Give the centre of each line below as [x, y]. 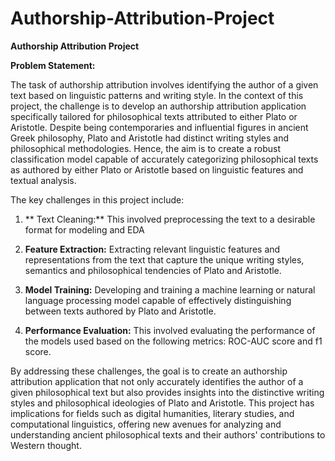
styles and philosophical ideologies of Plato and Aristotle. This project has [162, 403]
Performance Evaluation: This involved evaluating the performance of [170, 330]
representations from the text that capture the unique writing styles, [164, 259]
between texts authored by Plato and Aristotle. [120, 311]
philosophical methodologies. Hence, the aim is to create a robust [145, 148]
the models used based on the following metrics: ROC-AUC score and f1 [173, 341]
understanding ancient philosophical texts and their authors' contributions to [168, 434]
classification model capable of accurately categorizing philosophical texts [164, 159]
